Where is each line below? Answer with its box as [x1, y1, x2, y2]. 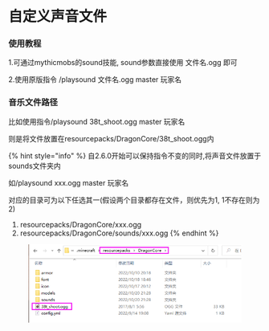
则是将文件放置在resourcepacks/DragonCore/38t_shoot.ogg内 [8, 133, 214, 143]
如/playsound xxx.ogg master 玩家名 [8, 178, 129, 187]
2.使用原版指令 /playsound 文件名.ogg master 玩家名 [8, 75, 182, 84]
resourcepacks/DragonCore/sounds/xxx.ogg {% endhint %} [19, 228, 219, 238]
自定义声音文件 [8, 7, 108, 26]
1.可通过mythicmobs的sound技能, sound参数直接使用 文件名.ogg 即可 [8, 58, 238, 67]
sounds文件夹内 [8, 161, 62, 170]
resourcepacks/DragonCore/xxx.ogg [19, 219, 142, 229]
